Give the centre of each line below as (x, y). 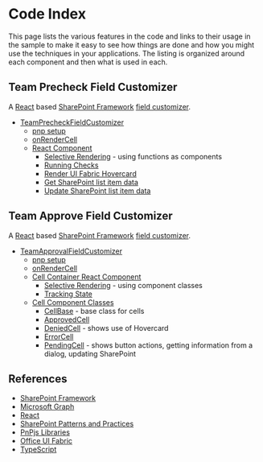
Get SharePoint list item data (91, 182)
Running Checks (71, 165)
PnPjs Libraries (45, 432)
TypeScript (38, 450)
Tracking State (68, 294)
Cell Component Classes (73, 302)
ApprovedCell (67, 320)
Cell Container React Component (86, 276)
